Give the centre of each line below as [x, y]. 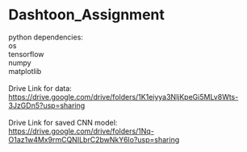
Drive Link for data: [40, 88]
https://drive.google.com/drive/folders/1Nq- [82, 131]
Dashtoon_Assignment [87, 15]
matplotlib [25, 71]
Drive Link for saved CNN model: [63, 122]
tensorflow [26, 54]
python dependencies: [46, 37]
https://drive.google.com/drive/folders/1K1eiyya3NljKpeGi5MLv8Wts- [123, 97]
